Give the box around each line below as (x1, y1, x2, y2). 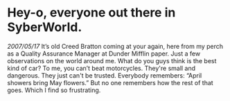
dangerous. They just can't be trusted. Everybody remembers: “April (7, 71, 202, 80)
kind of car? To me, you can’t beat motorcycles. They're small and (7, 64, 196, 72)
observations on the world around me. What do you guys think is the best (7, 56, 217, 65)
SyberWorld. (7, 19, 82, 35)
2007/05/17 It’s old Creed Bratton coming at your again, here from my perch (7, 42, 224, 50)
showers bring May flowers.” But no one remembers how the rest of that (7, 78, 213, 87)
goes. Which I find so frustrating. (7, 86, 101, 94)
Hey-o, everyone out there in (7, 5, 176, 21)
